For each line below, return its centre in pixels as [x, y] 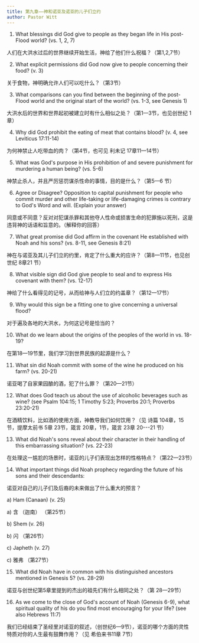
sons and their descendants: [50, 475]
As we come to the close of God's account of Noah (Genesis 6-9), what [102, 602]
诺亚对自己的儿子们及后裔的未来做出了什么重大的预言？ [74, 488]
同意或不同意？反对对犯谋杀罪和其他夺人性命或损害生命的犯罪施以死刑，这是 [100, 217]
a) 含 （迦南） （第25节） [38, 512]
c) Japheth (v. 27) [28, 547]
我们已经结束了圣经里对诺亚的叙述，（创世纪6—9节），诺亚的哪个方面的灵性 [98, 626]
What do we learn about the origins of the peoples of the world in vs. [99, 335]
